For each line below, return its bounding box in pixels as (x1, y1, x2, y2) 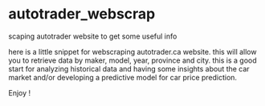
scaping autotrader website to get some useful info (8, 31, 177, 41)
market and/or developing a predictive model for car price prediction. (8, 72, 238, 82)
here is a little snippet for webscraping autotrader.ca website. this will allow (8, 47, 257, 56)
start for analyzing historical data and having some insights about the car (8, 63, 251, 73)
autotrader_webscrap (8, 5, 156, 23)
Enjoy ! (8, 88, 31, 97)
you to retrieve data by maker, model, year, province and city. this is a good (8, 55, 257, 65)
